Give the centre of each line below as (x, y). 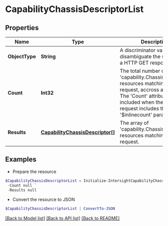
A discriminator (138, 50)
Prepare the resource (34, 171)
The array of (134, 123)
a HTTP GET (134, 63)
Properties (22, 28)
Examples (21, 160)
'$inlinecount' (136, 115)
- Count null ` (22, 185)
